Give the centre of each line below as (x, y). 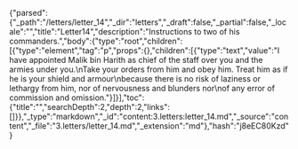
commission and (39, 98)
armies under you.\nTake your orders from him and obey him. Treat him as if (149, 69)
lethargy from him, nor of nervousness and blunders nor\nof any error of (142, 88)
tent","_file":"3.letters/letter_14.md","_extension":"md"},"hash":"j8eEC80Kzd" (149, 126)
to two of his (217, 31)
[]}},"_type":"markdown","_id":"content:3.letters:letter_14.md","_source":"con (149, 116)
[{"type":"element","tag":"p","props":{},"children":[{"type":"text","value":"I (145, 51)
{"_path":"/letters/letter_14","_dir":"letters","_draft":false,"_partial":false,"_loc (148, 22)
